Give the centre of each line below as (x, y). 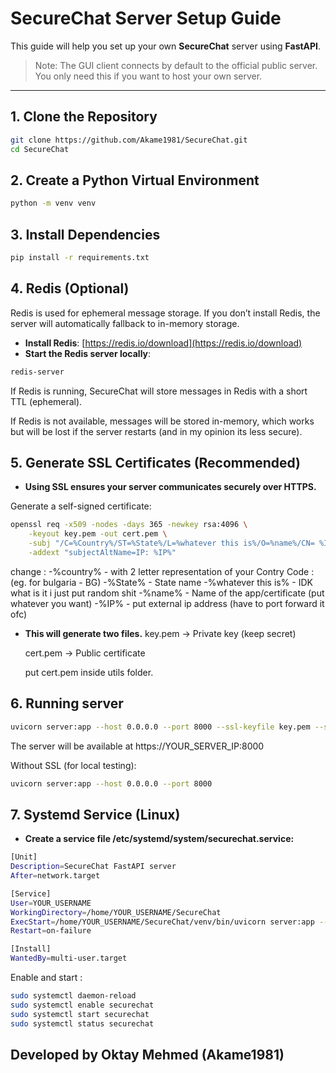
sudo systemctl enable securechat (82, 1005)
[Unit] (24, 857)
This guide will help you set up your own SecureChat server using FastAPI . (166, 46)
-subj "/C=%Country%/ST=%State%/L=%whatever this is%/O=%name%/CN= (171, 543)
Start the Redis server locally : (88, 353)
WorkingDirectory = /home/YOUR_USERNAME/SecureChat (116, 912)
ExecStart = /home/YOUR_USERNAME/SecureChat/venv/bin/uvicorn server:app (162, 922)
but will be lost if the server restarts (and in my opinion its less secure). (156, 431)
